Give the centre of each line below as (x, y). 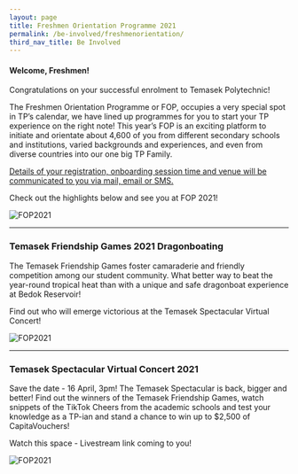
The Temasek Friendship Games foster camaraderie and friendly (127, 266)
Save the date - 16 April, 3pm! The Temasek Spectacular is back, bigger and (148, 389)
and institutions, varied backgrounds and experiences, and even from (136, 145)
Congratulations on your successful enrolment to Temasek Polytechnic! (140, 90)
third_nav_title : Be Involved (65, 42)
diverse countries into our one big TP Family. (91, 154)
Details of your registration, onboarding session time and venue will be (138, 171)
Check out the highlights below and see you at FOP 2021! (114, 198)
